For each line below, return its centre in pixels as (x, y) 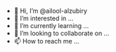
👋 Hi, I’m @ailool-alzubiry (51, 11)
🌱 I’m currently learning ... (51, 26)
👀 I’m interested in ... (44, 18)
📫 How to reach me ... (46, 41)
